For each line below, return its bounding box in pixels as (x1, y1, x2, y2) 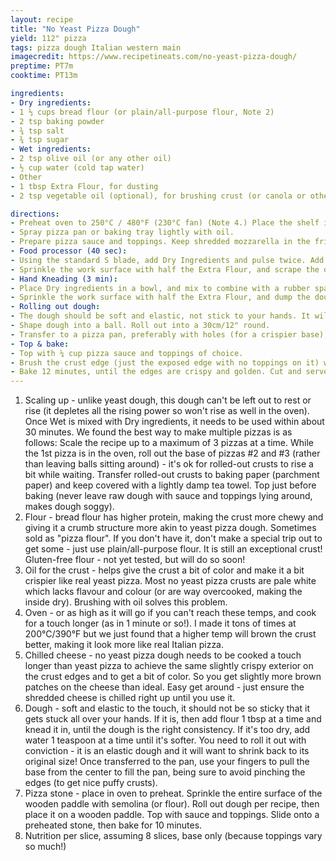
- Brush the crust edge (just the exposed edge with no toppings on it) (10, 357, 320, 368)
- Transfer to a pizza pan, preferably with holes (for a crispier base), (10, 329, 329, 340)
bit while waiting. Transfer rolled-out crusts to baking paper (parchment (24, 469, 320, 481)
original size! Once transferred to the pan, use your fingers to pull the (24, 756, 310, 768)
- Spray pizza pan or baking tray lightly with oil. (10, 227, 235, 238)
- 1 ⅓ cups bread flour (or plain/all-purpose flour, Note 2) (10, 107, 275, 117)
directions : (10, 209, 60, 219)
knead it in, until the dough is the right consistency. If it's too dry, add (24, 724, 311, 736)
